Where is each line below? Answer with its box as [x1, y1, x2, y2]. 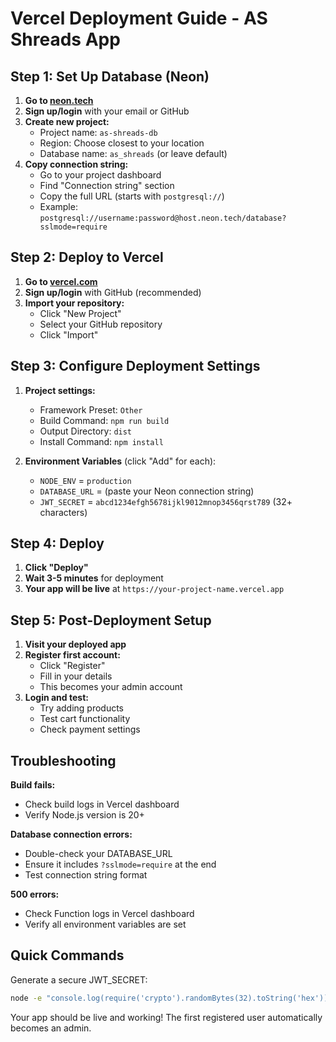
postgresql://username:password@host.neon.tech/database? [39, 213, 287, 223]
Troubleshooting [10, 752, 117, 769]
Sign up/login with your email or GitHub [24, 105, 190, 117]
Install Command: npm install [39, 435, 164, 447]
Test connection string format [24, 869, 148, 881]
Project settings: [24, 384, 96, 396]
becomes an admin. [10, 1022, 92, 1034]
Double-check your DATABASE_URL [24, 848, 173, 860]
